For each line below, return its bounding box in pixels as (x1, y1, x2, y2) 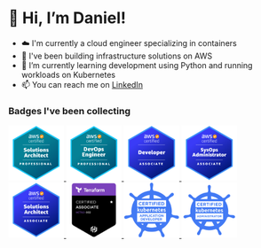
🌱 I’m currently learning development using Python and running (20, 59, 253, 70)
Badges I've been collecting (8, 105, 130, 117)
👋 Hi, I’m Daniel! (8, 8, 126, 28)
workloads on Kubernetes (20, 69, 116, 80)
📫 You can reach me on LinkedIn (20, 79, 144, 89)
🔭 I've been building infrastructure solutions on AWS (20, 50, 213, 61)
